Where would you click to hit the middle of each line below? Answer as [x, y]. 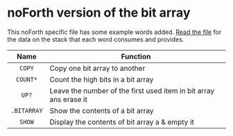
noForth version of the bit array [99, 13]
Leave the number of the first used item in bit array [132, 90]
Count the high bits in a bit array [102, 79]
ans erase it [69, 99]
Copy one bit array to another [97, 68]
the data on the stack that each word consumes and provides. [96, 39]
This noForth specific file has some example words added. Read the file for [114, 32]
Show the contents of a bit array [102, 110]
